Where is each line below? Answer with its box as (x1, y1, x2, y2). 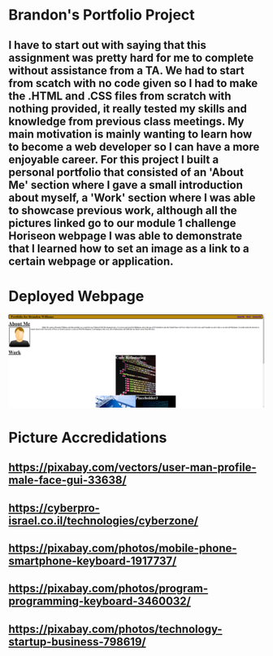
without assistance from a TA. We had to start (8, 63, 245, 77)
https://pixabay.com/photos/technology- (8, 622, 223, 636)
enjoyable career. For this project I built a (8, 152, 219, 166)
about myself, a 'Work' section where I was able (8, 190, 256, 204)
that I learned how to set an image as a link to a (8, 242, 249, 256)
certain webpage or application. (8, 254, 174, 268)
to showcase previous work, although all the (8, 203, 237, 217)
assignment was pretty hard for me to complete (8, 50, 254, 64)
